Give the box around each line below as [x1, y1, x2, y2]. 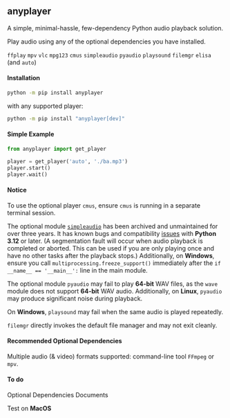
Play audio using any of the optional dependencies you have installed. [7, 37, 206, 46]
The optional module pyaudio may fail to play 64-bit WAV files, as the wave [7, 280, 218, 288]
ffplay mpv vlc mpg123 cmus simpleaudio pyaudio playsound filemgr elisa [7, 52, 212, 59]
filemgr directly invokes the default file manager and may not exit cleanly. [7, 321, 218, 329]
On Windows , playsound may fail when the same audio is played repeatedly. [7, 307, 224, 316]
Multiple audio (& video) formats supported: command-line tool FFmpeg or [7, 352, 215, 361]
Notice [7, 186, 27, 194]
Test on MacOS [7, 404, 52, 412]
